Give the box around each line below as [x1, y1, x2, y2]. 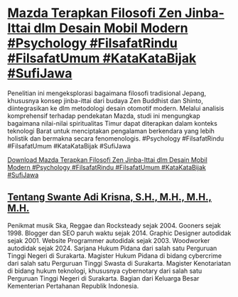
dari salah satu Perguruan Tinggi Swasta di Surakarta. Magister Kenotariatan [7, 259, 231, 267]
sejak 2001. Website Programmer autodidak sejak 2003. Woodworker [7, 236, 210, 244]
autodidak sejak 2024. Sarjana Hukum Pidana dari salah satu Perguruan [7, 244, 217, 252]
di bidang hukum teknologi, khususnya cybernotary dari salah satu [7, 266, 202, 275]
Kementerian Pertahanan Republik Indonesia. [7, 281, 139, 290]
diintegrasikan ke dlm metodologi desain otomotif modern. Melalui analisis [7, 104, 225, 112]
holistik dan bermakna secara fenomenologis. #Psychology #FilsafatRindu [7, 134, 225, 143]
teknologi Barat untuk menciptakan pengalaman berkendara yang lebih [7, 126, 215, 135]
